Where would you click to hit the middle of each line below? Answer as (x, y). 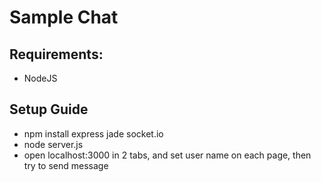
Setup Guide (49, 109)
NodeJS (40, 78)
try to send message (66, 165)
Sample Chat (64, 17)
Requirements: (56, 54)
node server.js (53, 144)
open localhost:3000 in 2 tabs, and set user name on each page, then (167, 155)
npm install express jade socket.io (93, 133)
